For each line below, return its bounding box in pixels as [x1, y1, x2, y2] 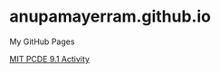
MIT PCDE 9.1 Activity [9, 53, 91, 64]
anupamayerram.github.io [9, 6, 211, 27]
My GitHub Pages [9, 36, 75, 47]
